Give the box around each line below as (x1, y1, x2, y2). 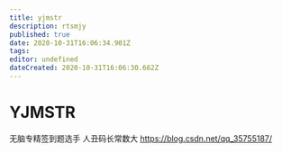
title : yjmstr (9, 13, 63, 22)
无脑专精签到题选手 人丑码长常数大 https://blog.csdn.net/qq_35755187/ (9, 132, 273, 144)
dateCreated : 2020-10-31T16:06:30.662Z (9, 64, 159, 73)
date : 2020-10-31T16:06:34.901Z (9, 38, 131, 48)
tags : (9, 47, 30, 56)
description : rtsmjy (9, 22, 87, 31)
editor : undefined (9, 55, 78, 64)
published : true (9, 30, 70, 39)
